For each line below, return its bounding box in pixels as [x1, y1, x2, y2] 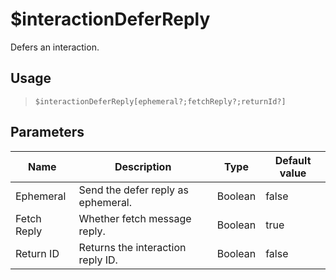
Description [114, 159, 172, 173]
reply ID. [78, 253, 118, 267]
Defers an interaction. [10, 41, 100, 53]
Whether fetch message [78, 211, 192, 225]
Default [274, 153, 312, 167]
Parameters [10, 124, 85, 141]
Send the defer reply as [78, 183, 189, 197]
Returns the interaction [78, 240, 187, 254]
